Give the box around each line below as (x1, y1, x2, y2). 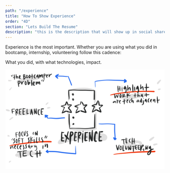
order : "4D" (5, 19, 30, 24)
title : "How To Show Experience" (5, 13, 76, 19)
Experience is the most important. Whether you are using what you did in (5, 44, 157, 50)
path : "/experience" (5, 8, 49, 13)
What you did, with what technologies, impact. (5, 59, 102, 65)
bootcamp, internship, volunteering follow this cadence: (5, 50, 121, 56)
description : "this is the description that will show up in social (5, 29, 153, 35)
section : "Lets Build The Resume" (5, 24, 78, 29)
